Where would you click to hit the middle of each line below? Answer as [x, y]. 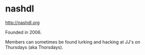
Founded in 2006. [23, 32]
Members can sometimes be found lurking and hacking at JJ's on [73, 42]
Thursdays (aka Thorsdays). [34, 47]
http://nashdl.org [22, 22]
